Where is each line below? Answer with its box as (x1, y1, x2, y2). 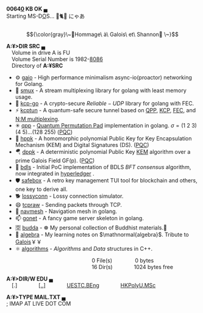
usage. (15, 93, 33, 100)
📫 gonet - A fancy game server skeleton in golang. (15, 215, 144, 221)
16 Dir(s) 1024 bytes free (91, 264, 174, 270)
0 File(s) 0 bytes (91, 257, 154, 264)
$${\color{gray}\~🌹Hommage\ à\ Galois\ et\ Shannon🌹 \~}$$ (26, 31, 179, 38)
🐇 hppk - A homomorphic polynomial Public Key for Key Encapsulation (15, 135, 192, 142)
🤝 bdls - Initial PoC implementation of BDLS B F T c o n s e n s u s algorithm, (15, 164, 191, 170)
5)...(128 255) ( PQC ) (22, 128, 73, 135)
